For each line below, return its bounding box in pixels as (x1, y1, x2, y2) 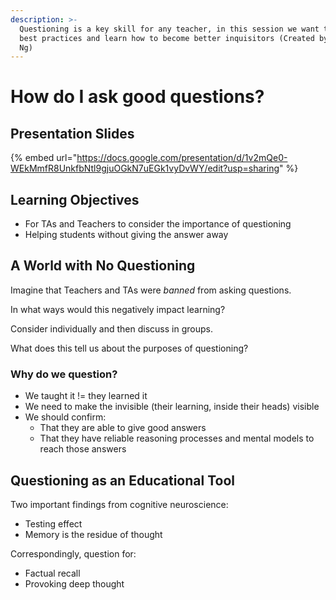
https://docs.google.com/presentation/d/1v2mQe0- (76, 152, 288, 164)
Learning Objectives (10, 191, 140, 208)
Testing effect (24, 517, 83, 530)
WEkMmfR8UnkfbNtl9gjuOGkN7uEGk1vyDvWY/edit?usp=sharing (10, 162, 280, 175)
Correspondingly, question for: (10, 547, 137, 560)
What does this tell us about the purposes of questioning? (10, 342, 249, 354)
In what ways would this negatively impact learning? (10, 303, 226, 315)
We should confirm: (24, 411, 107, 423)
